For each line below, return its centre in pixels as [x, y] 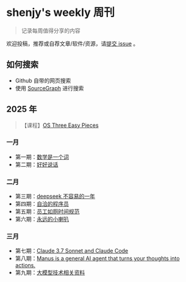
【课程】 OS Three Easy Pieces [60, 125]
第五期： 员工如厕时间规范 [47, 212]
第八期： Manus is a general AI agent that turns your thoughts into [97, 258]
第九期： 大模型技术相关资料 [50, 273]
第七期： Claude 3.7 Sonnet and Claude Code [72, 251]
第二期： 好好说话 [37, 164]
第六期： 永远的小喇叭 [42, 219]
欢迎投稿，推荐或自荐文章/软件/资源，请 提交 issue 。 [73, 43]
